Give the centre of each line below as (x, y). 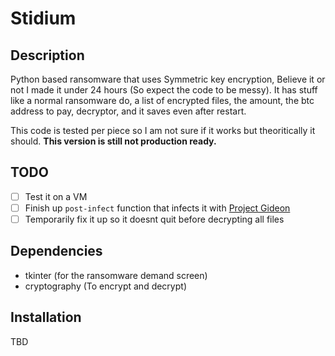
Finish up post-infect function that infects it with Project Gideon (157, 208)
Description (47, 55)
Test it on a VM (56, 196)
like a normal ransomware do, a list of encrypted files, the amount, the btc (162, 100)
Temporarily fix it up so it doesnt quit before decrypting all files (154, 219)
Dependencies (56, 251)
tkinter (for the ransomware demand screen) (116, 275)
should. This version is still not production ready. (113, 141)
